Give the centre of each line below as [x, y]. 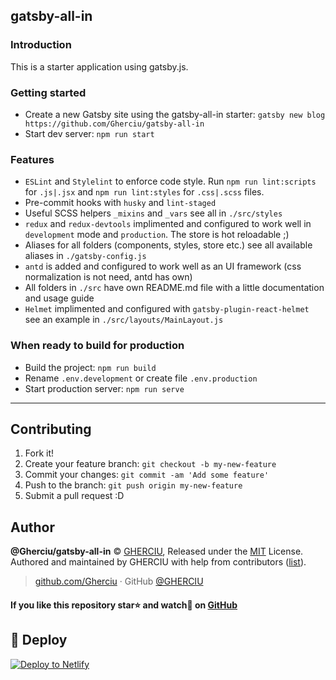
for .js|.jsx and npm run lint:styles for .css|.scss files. [144, 192]
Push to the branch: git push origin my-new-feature [133, 485]
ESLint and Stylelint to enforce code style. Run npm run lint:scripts [170, 181]
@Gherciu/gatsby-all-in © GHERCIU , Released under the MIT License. [157, 551]
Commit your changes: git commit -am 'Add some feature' [147, 475]
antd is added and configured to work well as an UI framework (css [163, 266]
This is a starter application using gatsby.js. [99, 66]
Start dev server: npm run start [89, 133]
